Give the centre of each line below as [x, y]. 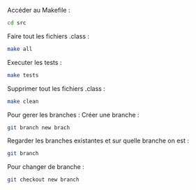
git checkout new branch [43, 180]
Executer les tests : [35, 62]
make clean [23, 101]
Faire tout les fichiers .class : [48, 36]
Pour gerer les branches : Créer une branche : [73, 115]
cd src [17, 23]
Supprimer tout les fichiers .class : [56, 88]
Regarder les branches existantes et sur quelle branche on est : [98, 141]
